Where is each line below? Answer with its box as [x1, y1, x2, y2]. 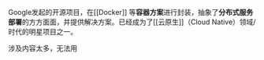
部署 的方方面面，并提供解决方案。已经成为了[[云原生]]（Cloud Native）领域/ [8, 17, 256, 26]
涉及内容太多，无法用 [8, 44, 77, 53]
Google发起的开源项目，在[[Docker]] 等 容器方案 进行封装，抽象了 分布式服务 [8, 8, 254, 16]
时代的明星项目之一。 [8, 27, 77, 36]
